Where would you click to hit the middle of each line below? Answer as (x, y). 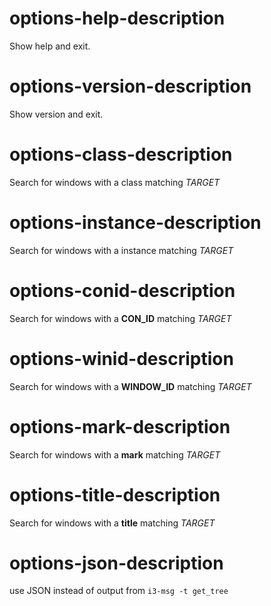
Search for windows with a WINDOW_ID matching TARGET (130, 386)
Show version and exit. (56, 114)
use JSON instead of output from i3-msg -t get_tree (119, 591)
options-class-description (121, 154)
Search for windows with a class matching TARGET (115, 182)
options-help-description (117, 18)
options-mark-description (120, 426)
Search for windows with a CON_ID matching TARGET (120, 318)
